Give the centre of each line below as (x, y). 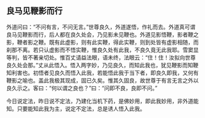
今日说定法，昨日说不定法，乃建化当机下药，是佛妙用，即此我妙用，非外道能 (103, 101)
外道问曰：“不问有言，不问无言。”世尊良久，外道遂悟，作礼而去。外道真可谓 (101, 27)
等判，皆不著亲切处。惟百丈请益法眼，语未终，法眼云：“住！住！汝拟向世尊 (101, 57)
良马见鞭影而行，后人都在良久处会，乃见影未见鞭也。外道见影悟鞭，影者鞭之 (103, 34)
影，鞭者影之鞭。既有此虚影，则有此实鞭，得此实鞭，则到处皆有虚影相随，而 (103, 42)
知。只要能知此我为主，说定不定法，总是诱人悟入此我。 (76, 108)
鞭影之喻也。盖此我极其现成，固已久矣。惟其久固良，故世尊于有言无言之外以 (103, 80)
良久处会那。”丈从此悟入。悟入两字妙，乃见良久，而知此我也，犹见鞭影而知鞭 (103, 65)
